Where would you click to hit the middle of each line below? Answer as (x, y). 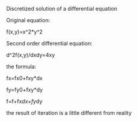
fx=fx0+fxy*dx (25, 78)
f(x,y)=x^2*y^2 (25, 32)
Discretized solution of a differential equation (62, 9)
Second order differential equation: (49, 43)
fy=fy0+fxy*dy (25, 90)
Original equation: (28, 20)
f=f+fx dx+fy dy (25, 101)
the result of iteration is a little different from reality (69, 113)
